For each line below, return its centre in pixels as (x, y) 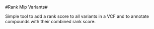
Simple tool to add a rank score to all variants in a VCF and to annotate (77, 16)
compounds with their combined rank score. (50, 22)
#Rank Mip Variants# (27, 7)
